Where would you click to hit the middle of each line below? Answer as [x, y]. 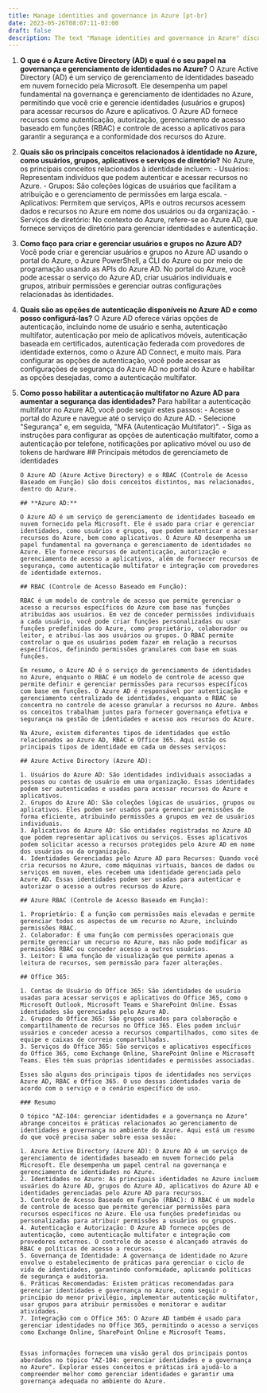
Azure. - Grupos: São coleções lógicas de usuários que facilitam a [128, 186]
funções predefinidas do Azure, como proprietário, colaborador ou [133, 629]
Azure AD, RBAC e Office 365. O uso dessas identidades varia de [130, 1082]
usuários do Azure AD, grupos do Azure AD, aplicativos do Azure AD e [139, 1186]
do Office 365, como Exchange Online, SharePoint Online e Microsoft [137, 1054]
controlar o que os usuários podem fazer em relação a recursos [128, 643]
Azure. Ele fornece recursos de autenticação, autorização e [123, 552]
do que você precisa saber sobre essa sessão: [98, 1137]
